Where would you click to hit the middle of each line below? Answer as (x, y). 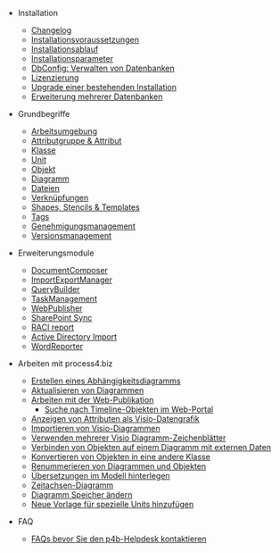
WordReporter (57, 346)
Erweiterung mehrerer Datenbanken (97, 96)
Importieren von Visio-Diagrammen (95, 428)
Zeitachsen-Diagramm (72, 485)
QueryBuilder (55, 289)
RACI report (52, 327)
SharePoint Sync (62, 318)
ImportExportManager (72, 280)
